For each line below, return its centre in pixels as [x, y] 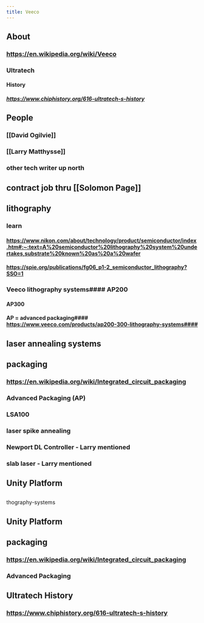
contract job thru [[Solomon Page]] [74, 187]
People [20, 118]
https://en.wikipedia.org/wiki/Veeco [62, 54]
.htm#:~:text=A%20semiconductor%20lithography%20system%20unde [102, 247]
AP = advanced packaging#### [47, 318]
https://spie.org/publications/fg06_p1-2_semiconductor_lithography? [97, 267]
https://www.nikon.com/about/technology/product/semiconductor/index [101, 240]
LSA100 [18, 414]
